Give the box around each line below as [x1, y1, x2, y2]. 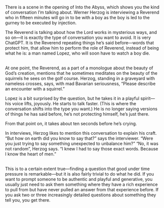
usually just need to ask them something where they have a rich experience [5, 181, 158, 187]
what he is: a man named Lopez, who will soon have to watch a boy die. [5, 50, 150, 56]
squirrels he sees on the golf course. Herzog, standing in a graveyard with [5, 76, 155, 81]
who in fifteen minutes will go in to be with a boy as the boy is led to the [5, 15, 150, 20]
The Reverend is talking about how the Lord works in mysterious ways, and [5, 30, 157, 35]
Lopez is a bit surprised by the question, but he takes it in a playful [5, 95, 140, 101]
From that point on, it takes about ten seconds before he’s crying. [5, 120, 137, 126]
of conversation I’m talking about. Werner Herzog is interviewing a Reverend [5, 9, 160, 15]
